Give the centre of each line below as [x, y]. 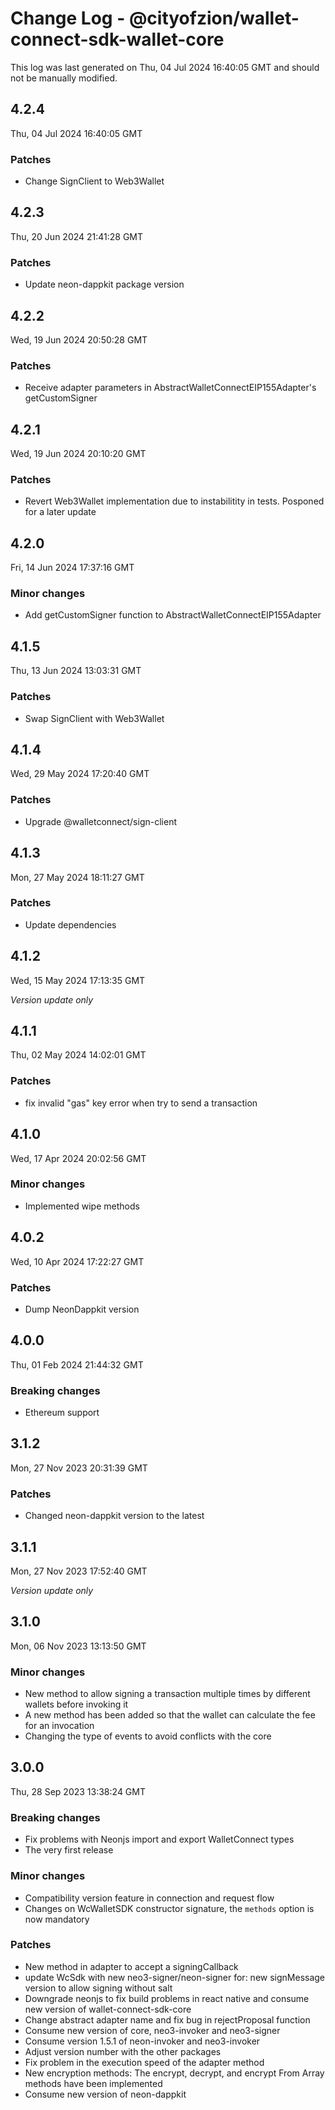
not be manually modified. [64, 78]
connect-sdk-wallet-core [117, 39]
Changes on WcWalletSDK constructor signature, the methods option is [169, 1908]
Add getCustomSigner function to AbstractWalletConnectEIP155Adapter [173, 615]
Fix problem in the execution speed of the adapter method [144, 2062]
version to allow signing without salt [98, 1988]
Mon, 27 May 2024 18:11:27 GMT [77, 877]
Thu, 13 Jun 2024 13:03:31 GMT [76, 671]
